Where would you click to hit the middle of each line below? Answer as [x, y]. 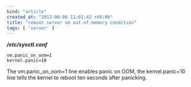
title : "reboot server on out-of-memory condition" [72, 22]
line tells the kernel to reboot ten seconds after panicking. [77, 78]
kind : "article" [27, 11]
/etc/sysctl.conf [27, 45]
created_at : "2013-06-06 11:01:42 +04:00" [60, 17]
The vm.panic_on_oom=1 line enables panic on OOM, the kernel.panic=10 [96, 72]
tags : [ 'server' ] [31, 28]
